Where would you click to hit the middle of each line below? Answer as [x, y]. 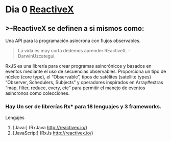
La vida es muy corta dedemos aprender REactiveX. [72, 51]
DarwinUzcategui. [37, 56]
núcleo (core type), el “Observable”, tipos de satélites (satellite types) [78, 77]
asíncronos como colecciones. [38, 93]
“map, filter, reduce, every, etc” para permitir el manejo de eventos [75, 88]
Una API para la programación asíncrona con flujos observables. [73, 41]
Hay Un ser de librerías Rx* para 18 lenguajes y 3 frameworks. [83, 106]
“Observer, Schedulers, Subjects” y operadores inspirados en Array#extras [84, 82]
